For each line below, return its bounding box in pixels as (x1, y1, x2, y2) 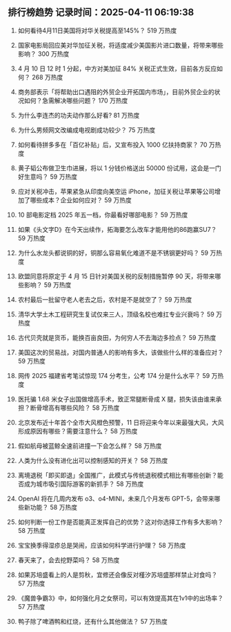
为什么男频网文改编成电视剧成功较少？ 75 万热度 (17, 125, 156, 134)
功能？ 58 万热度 (30, 503, 78, 511)
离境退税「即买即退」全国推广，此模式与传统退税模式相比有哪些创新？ (17, 471, 218, 479)
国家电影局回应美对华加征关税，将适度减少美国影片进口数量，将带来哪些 (17, 41, 223, 49)
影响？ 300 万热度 (17, 49, 70, 57)
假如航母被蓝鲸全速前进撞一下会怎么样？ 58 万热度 (17, 442, 162, 450)
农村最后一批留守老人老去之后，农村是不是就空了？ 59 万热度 (17, 295, 192, 303)
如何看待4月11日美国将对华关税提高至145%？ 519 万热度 (17, 26, 177, 35)
